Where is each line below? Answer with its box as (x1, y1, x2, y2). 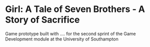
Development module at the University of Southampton (5, 36, 119, 42)
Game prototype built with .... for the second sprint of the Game (5, 30, 136, 36)
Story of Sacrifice (5, 14, 80, 25)
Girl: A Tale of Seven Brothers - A (5, 3, 145, 15)
